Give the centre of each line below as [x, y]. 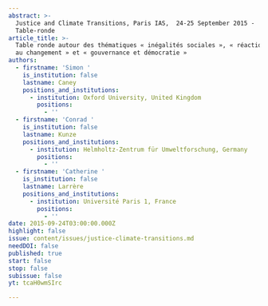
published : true [35, 253]
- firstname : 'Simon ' [53, 68]
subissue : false [35, 276]
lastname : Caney [50, 82]
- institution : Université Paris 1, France [103, 201]
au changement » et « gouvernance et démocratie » [101, 53]
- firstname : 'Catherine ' [60, 172]
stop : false [28, 268]
